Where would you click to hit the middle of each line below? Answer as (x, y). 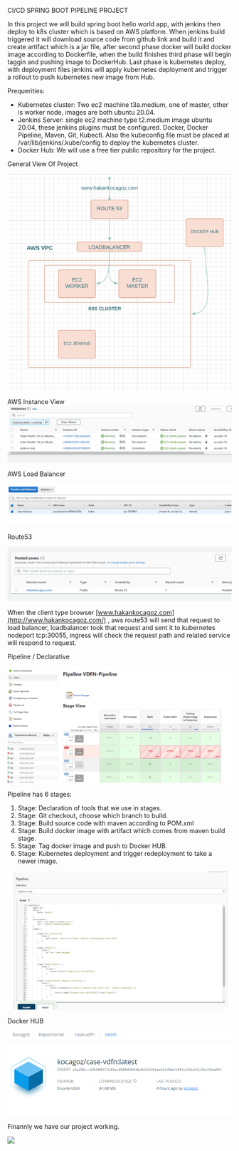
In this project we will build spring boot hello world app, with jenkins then (114, 24)
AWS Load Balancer (37, 474)
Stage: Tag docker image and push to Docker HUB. (92, 846)
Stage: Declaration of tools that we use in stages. (90, 807)
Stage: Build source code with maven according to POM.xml (106, 823)
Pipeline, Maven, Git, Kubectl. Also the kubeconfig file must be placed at (123, 135)
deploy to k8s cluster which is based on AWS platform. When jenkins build (116, 32)
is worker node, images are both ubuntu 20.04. (86, 112)
